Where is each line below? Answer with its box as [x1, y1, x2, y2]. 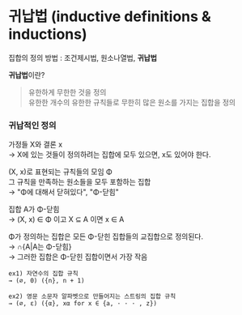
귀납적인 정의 [8, 119, 57, 130]
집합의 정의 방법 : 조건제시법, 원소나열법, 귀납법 [8, 53, 158, 62]
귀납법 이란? [8, 70, 45, 79]
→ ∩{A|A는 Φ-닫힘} [8, 242, 72, 252]
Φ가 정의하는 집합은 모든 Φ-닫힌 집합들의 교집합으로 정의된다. [8, 232, 204, 241]
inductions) [8, 25, 87, 44]
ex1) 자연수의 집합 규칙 [8, 270, 79, 278]
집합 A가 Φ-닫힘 [8, 204, 60, 215]
